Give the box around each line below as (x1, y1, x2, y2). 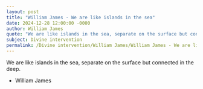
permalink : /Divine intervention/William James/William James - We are (6, 43, 190, 49)
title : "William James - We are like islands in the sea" (6, 14, 155, 20)
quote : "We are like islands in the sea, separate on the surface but (6, 31, 188, 37)
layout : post (6, 8, 39, 15)
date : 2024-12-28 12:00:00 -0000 (6, 20, 91, 26)
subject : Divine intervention (6, 37, 83, 43)
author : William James (6, 25, 63, 32)
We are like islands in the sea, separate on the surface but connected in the (6, 58, 195, 66)
